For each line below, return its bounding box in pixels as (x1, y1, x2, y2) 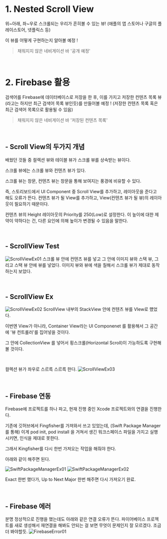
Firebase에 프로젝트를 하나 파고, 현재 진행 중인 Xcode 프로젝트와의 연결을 (5, 406, 149, 412)
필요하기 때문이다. (14, 201, 49, 207)
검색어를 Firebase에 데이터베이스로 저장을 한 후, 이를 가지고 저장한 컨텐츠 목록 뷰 (5, 94, 162, 100)
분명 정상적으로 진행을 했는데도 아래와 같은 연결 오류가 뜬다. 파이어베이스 (5, 516, 146, 522)
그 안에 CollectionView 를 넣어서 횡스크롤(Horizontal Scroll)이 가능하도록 (5, 340, 148, 346)
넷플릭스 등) (27, 26, 51, 33)
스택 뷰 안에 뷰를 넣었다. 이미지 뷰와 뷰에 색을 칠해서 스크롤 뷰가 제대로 (14, 262, 151, 268)
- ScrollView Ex (5, 292, 54, 301)
